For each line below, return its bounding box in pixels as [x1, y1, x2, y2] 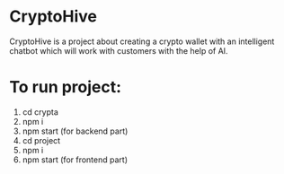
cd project [22, 135, 61, 145]
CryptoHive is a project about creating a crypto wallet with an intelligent [9, 36, 275, 47]
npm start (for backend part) [22, 126, 129, 136]
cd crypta [22, 106, 58, 117]
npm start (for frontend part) [22, 154, 129, 165]
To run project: [9, 77, 122, 98]
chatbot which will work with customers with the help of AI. [9, 45, 228, 56]
